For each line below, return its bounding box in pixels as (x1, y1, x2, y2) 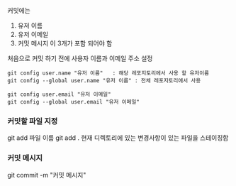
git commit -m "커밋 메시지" (7, 170, 86, 179)
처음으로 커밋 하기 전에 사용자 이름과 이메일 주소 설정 (7, 54, 153, 62)
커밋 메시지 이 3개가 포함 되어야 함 (17, 39, 113, 48)
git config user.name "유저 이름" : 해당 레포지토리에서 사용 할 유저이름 (7, 70, 210, 77)
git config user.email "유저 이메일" (7, 91, 111, 98)
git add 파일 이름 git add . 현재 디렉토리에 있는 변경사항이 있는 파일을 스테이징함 (7, 133, 229, 142)
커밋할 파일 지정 (7, 116, 58, 126)
